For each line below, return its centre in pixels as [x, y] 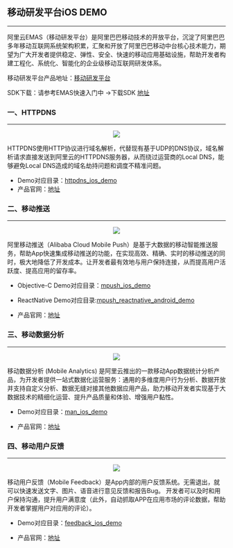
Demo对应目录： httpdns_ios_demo [67, 181]
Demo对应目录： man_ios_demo [62, 411]
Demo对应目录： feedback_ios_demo [70, 523]
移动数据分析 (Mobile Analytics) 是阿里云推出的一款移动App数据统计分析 [111, 371]
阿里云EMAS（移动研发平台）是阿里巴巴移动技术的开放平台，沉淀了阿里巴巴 [116, 37]
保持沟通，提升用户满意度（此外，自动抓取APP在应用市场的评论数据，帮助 [119, 499]
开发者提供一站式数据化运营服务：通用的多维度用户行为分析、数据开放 [126, 379]
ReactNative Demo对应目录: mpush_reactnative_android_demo [106, 300]
